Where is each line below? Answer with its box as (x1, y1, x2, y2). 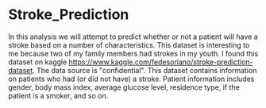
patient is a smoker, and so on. (8, 91, 109, 100)
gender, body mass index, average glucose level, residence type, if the (8, 82, 240, 92)
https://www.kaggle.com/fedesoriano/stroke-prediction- (68, 57, 253, 67)
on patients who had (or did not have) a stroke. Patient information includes (8, 74, 255, 83)
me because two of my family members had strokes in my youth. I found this (8, 48, 259, 58)
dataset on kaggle (8, 57, 67, 67)
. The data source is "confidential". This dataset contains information (33, 65, 257, 75)
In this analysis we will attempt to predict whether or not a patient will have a (8, 32, 258, 41)
